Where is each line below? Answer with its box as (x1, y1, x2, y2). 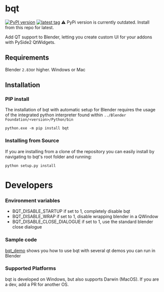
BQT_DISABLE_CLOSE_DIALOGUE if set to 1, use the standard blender (12, 219, 154, 225)
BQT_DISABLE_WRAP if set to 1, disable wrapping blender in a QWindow (12, 214, 159, 220)
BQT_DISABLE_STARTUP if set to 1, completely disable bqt (12, 208, 131, 214)
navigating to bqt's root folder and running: (5, 154, 92, 160)
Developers (5, 179, 53, 191)
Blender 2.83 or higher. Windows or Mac (5, 66, 86, 72)
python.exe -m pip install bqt (5, 126, 69, 131)
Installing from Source (5, 137, 59, 144)
